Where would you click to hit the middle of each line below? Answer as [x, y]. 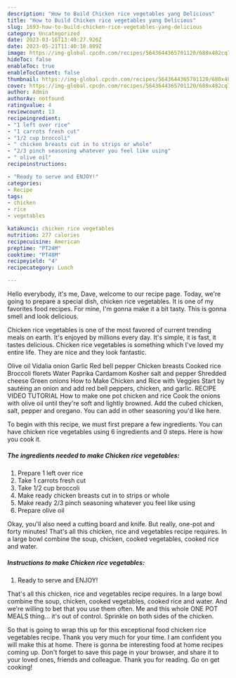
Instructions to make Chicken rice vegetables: [76, 562]
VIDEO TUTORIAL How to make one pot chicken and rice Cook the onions [114, 396]
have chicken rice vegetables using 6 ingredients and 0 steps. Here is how [115, 432]
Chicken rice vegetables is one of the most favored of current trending [109, 330]
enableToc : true [31, 66]
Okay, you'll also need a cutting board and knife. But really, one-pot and [111, 523]
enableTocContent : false [44, 72]
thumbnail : [23, 79]
